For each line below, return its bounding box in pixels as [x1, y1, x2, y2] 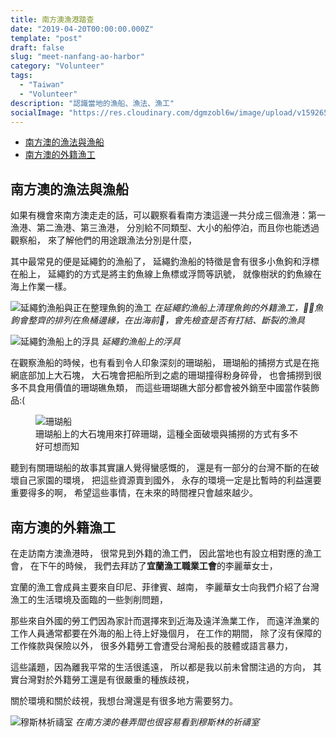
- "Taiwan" [19, 80, 65, 90]
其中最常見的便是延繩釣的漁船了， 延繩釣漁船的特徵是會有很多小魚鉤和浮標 [10, 256, 320, 268]
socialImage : [10, 107, 65, 118]
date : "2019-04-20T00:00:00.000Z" [10, 24, 155, 34]
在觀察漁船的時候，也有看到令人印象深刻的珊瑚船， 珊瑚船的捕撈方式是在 [10, 357, 311, 369]
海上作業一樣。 [10, 281, 72, 293]
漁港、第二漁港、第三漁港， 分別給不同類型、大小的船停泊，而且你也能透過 [10, 222, 320, 234]
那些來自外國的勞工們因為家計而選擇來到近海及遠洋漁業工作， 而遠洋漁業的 [10, 615, 320, 626]
